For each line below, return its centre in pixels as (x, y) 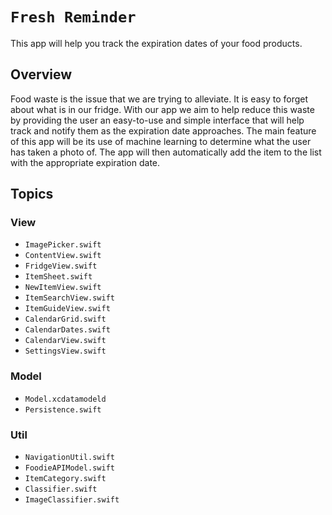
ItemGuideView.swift (67, 309)
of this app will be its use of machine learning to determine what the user (161, 141)
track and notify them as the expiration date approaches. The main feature (163, 130)
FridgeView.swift (61, 266)
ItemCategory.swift (65, 479)
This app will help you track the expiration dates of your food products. (156, 43)
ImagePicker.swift (63, 245)
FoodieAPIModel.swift (69, 468)
